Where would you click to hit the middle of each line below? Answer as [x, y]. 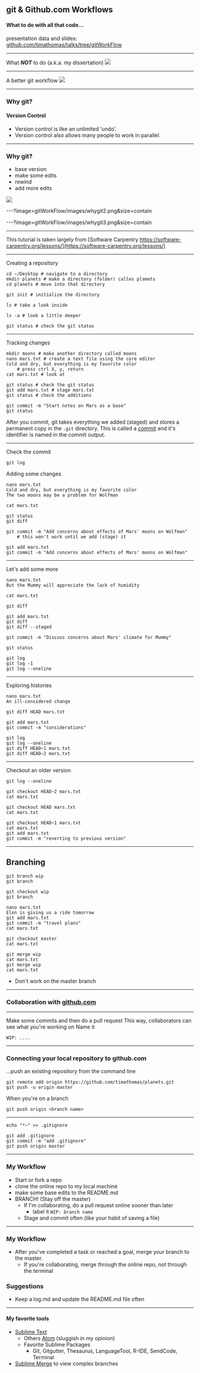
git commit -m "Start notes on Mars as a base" [66, 406]
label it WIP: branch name [63, 1212]
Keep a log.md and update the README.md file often [79, 1299]
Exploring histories [29, 685]
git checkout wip [28, 891]
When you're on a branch [37, 1098]
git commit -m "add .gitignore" [46, 1141]
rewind [23, 182]
